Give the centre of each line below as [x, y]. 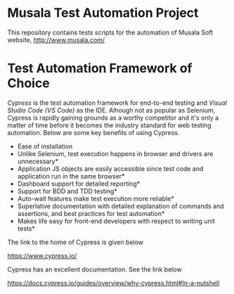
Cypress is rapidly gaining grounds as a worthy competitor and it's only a [113, 117]
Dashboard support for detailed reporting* [79, 184]
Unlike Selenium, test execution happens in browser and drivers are [115, 153]
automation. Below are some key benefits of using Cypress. [93, 132]
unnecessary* [38, 161]
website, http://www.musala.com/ [56, 39]
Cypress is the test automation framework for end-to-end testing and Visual [117, 103]
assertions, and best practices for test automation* [91, 213]
